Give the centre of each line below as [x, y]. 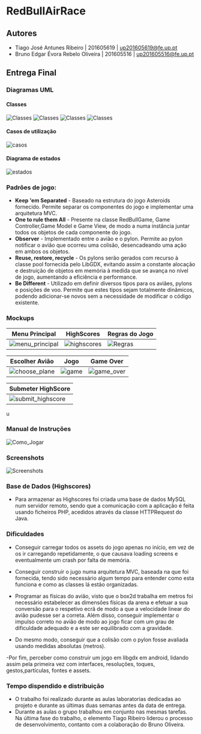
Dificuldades [25, 534]
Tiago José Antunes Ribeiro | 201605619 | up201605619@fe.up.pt [96, 47]
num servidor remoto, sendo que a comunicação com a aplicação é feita [104, 506]
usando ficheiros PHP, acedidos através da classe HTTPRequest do [98, 512]
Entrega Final [31, 73]
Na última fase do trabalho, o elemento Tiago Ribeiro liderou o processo [104, 718]
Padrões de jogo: [31, 187]
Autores [22, 33]
